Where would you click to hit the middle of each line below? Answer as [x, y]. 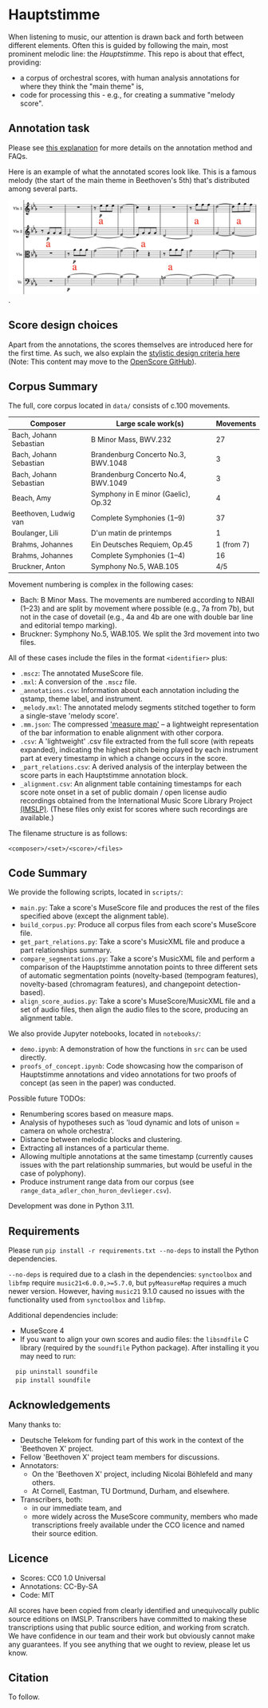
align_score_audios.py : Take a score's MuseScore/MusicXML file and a [138, 1001]
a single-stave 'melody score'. [69, 715]
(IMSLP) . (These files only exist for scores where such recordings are [134, 809]
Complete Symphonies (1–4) [138, 555]
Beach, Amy [32, 498]
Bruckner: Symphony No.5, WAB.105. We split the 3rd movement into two [140, 634]
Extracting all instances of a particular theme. [95, 1148]
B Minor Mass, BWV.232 [131, 439]
